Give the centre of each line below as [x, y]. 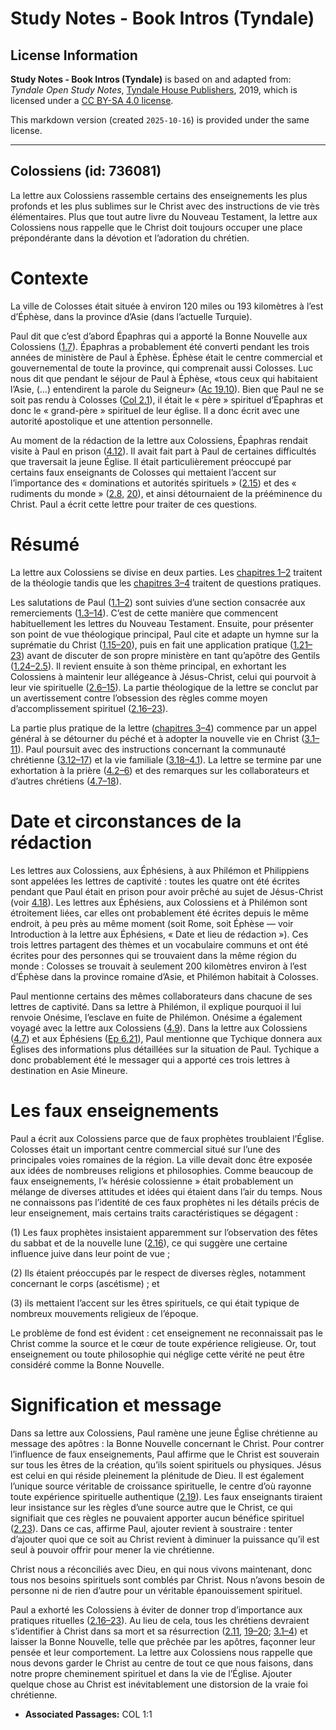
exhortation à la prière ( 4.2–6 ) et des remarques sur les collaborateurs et [160, 770]
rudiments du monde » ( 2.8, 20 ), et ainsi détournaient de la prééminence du [166, 493]
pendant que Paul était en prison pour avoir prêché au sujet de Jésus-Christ [167, 891]
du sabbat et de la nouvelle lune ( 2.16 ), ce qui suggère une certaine [149, 1243]
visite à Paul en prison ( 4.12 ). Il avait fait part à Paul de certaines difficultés [163, 451]
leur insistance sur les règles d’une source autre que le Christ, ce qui [151, 1507]
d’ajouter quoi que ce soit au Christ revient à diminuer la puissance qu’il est [165, 1539]
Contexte [49, 278]
